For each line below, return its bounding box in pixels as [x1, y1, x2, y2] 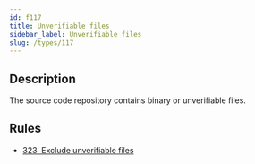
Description [9, 71, 76, 86]
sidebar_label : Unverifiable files [9, 30, 142, 39]
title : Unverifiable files [9, 22, 110, 30]
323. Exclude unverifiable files [21, 144, 134, 155]
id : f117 [9, 13, 42, 22]
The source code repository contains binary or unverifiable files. [9, 95, 246, 106]
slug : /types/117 [9, 38, 74, 47]
